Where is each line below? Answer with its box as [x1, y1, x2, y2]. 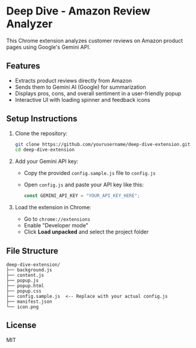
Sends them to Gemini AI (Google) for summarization [14, 83, 146, 90]
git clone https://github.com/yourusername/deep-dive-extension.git [14, 141, 191, 147]
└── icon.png [6, 304, 39, 310]
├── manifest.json [6, 299, 52, 305]
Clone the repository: [14, 130, 68, 137]
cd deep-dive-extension [14, 147, 75, 153]
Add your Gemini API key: [14, 158, 79, 165]
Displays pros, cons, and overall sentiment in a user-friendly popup [14, 89, 182, 97]
